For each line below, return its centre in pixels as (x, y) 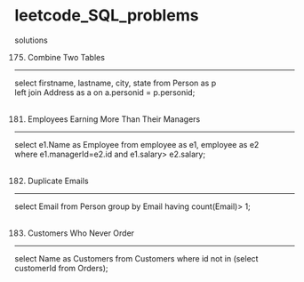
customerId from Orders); (61, 268)
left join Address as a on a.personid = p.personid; (105, 92)
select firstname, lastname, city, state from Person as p (116, 83)
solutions (31, 40)
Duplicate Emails (58, 181)
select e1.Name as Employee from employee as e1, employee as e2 (137, 144)
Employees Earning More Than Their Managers (114, 119)
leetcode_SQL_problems (107, 16)
